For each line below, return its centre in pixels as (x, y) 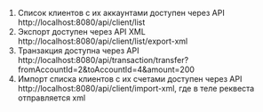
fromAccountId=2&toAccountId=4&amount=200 (106, 69)
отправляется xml (52, 98)
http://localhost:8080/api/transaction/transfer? (103, 60)
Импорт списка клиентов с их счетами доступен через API (130, 79)
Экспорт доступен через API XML (82, 32)
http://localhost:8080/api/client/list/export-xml (103, 41)
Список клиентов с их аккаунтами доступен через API (121, 13)
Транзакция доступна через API (78, 51)
